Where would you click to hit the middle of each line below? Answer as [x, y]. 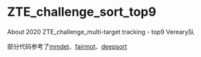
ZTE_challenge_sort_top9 [82, 12]
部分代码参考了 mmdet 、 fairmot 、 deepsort [67, 46]
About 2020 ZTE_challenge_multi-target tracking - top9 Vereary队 [101, 32]
